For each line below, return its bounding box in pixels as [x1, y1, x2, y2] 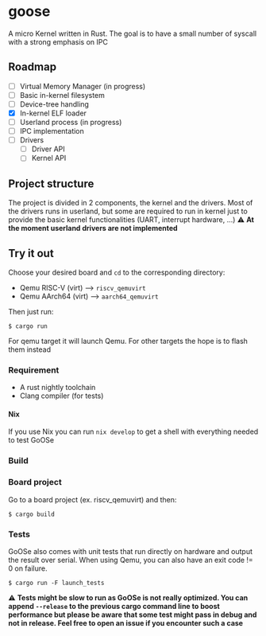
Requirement [8, 365, 60, 376]
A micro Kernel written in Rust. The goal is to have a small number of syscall [8, 29, 256, 38]
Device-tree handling [19, 99, 90, 109]
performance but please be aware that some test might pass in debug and [8, 610, 257, 619]
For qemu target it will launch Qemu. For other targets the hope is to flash [8, 336, 249, 345]
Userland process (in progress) [19, 118, 122, 127]
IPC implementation [19, 127, 85, 136]
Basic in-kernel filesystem [19, 90, 106, 99]
